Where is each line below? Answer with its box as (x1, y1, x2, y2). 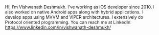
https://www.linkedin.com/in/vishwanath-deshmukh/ (5, 24, 111, 30)
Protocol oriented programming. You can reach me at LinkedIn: (5, 19, 132, 25)
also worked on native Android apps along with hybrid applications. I (5, 9, 143, 15)
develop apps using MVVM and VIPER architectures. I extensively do (5, 14, 143, 20)
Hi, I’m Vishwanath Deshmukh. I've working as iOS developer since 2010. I (5, 4, 155, 10)
